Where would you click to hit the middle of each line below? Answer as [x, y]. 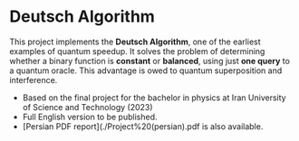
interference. [34, 80]
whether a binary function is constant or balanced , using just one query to [149, 61]
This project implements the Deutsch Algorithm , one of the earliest [135, 42]
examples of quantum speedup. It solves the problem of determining [137, 51]
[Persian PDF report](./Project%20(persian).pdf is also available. [143, 126]
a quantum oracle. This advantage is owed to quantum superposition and [146, 70]
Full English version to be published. [90, 117]
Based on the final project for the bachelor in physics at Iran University [154, 98]
